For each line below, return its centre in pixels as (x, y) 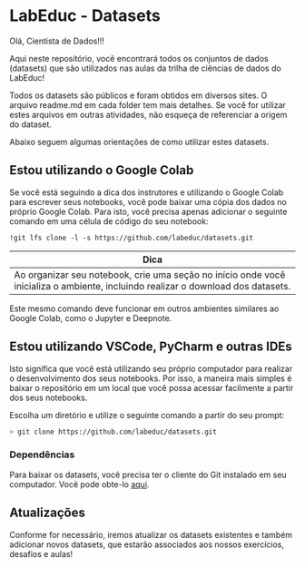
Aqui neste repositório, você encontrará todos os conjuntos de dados (139, 58)
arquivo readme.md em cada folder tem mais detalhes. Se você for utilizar (148, 104)
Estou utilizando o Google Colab (102, 170)
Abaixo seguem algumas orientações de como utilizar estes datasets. (139, 142)
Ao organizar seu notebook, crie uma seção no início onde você (150, 275)
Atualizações (48, 513)
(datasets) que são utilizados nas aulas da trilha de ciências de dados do (145, 68)
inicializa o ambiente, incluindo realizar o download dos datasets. (152, 286)
